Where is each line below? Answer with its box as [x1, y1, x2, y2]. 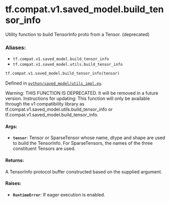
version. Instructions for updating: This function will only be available [5, 95, 151, 102]
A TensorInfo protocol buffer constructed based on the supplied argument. [5, 168, 162, 174]
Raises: [5, 180, 21, 187]
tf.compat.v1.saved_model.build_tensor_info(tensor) [5, 71, 120, 76]
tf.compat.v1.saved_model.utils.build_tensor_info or [5, 106, 113, 113]
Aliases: [5, 44, 27, 51]
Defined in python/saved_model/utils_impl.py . [5, 80, 103, 86]
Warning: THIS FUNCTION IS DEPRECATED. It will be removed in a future [5, 90, 158, 96]
